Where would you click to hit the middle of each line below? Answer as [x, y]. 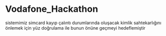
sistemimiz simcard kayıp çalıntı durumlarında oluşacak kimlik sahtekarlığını [84, 23]
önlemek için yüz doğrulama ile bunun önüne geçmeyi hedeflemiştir [75, 28]
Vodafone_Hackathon [52, 9]
